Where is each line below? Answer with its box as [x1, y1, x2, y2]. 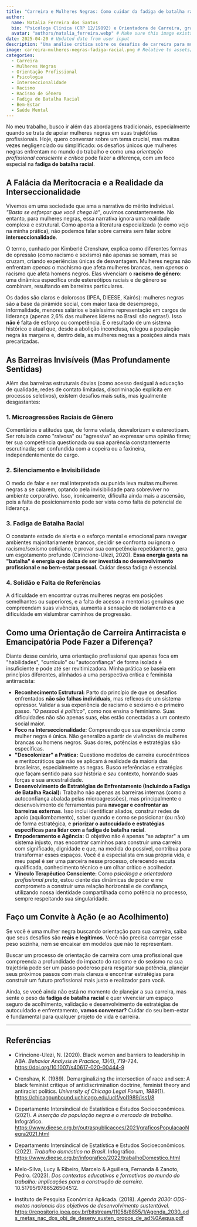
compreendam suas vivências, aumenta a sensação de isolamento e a [6, 604, 176, 612]
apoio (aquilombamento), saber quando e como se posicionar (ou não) [14, 814, 186, 821]
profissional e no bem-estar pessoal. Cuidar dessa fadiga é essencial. [6, 564, 178, 571]
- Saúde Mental [11, 107, 49, 113]
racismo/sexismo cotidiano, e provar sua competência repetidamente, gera [6, 545, 188, 552]
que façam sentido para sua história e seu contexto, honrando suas [14, 770, 178, 777]
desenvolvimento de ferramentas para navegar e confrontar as [14, 801, 168, 808]
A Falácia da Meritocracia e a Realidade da [6, 178, 164, 188]
